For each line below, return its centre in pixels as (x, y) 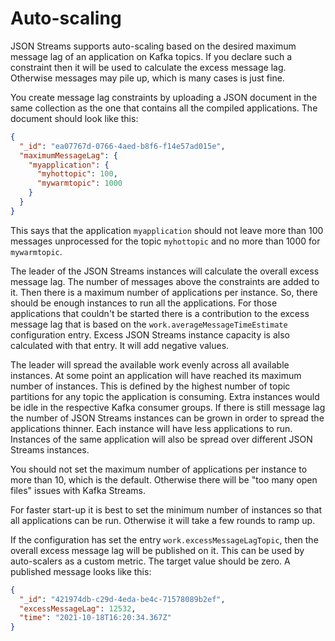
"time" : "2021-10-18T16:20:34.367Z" (95, 618)
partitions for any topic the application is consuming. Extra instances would (165, 396)
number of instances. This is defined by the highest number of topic (150, 386)
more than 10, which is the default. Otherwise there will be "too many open (164, 479)
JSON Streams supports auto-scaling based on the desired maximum (153, 46)
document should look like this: (74, 118)
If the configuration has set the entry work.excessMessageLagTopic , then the (164, 539)
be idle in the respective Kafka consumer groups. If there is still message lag (168, 407)
